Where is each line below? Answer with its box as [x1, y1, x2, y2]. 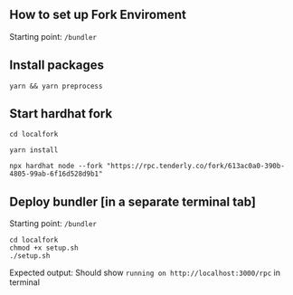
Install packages [9, 58, 104, 73]
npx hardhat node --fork [9, 162, 103, 171]
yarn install [9, 146, 59, 155]
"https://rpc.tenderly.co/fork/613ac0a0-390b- [106, 162, 285, 171]
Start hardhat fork [9, 106, 113, 121]
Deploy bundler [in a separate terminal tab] [9, 194, 256, 209]
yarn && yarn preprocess [9, 81, 103, 90]
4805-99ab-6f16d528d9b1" [9, 169, 103, 179]
